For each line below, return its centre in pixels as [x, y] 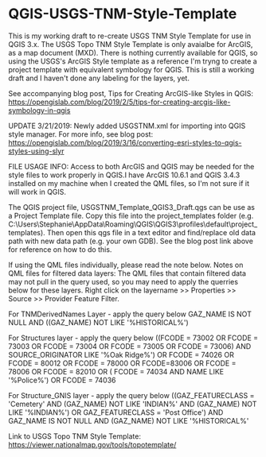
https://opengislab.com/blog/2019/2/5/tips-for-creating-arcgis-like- [119, 102]
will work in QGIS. [37, 192]
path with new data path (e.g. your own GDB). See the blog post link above [131, 241]
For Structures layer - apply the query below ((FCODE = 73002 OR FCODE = [133, 338]
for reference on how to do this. [60, 249]
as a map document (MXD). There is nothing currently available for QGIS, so [133, 52]
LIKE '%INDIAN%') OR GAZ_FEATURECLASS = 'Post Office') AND [116, 412]
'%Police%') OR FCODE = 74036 [62, 380]
